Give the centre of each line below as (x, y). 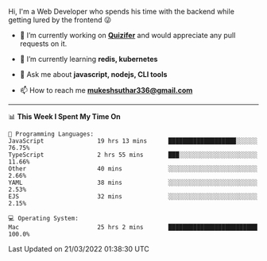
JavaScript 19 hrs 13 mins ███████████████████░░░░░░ (133, 141)
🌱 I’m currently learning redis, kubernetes (89, 59)
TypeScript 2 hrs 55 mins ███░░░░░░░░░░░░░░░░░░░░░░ (133, 155)
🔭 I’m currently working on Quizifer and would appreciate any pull (128, 35)
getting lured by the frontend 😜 (60, 20)
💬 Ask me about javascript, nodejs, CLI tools (93, 74)
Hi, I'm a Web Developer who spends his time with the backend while (121, 12)
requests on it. (43, 44)
